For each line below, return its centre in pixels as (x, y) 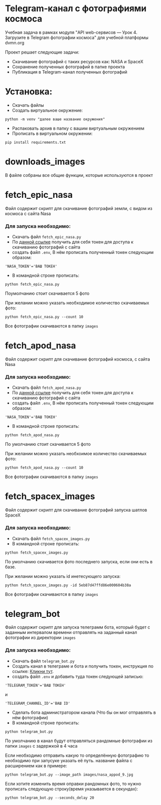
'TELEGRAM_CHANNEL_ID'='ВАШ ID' (38, 703)
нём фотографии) (30, 717)
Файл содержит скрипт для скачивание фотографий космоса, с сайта (78, 359)
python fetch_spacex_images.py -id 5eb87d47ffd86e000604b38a (68, 585)
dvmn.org (15, 42)
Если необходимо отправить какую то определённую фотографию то (77, 755)
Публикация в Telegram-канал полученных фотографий (70, 72)
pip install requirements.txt (36, 142)
